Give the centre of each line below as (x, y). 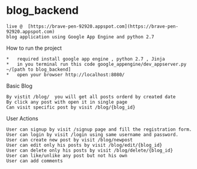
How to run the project (34, 48)
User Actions (22, 118)
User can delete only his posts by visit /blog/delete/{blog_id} (89, 150)
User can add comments (35, 161)
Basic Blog (20, 86)
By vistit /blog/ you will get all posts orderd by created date (91, 96)
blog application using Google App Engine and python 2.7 (80, 37)
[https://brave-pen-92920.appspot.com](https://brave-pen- (103, 26)
